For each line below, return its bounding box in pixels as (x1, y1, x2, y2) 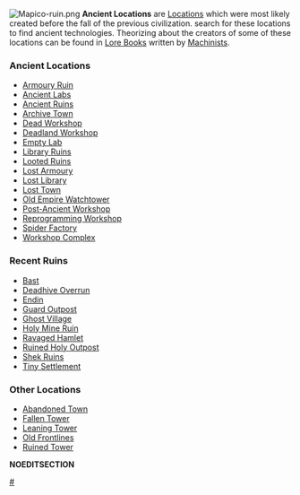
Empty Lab (21, 137, 63, 148)
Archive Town (21, 109, 73, 119)
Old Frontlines (21, 431, 74, 443)
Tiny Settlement (21, 360, 81, 371)
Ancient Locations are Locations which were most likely (81, 9, 290, 19)
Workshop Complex (21, 232, 96, 243)
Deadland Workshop (21, 127, 99, 138)
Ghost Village (21, 313, 73, 324)
